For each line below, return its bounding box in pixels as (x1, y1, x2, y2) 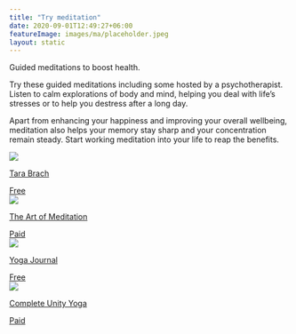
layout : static (9, 37, 66, 47)
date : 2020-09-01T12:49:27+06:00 (9, 21, 133, 30)
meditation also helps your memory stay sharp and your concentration (9, 125, 267, 136)
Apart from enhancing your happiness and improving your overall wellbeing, (9, 115, 287, 126)
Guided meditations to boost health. (9, 62, 140, 73)
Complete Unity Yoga (9, 298, 87, 309)
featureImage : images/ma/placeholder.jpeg (9, 29, 169, 38)
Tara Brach (9, 168, 50, 179)
